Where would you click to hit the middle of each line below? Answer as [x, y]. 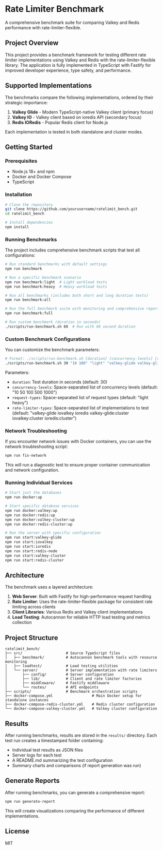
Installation [19, 194]
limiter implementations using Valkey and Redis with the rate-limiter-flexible [80, 60]
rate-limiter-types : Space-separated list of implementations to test [80, 407]
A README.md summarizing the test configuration [62, 760]
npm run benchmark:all [28, 300]
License [17, 831]
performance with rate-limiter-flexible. [43, 27]
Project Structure [32, 638]
